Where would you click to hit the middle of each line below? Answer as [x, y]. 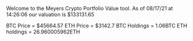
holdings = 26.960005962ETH [43, 32]
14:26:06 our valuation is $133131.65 [50, 14]
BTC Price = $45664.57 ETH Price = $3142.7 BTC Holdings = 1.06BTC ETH [97, 26]
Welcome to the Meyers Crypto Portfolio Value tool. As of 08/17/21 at [89, 8]
